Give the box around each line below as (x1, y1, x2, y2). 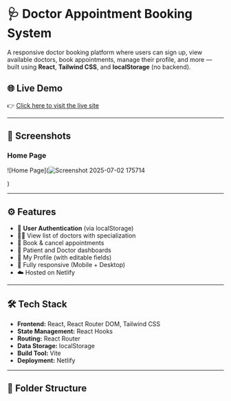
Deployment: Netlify (16, 356, 76, 365)
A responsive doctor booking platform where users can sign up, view (7, 48, 203, 56)
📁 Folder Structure (7, 382, 87, 394)
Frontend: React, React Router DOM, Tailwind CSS (16, 320, 161, 328)
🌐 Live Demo (7, 82, 63, 94)
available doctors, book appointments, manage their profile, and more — (7, 55, 212, 63)
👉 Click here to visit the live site (7, 101, 100, 109)
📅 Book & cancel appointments (16, 239, 104, 247)
